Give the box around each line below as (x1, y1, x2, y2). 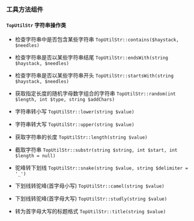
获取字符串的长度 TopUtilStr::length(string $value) (14, 133, 148, 141)
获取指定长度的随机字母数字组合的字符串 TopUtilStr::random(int (14, 90, 176, 97)
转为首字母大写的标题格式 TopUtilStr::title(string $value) (14, 208, 166, 215)
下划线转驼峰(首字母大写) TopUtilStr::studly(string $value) (14, 195, 168, 202)
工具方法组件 (6, 5, 44, 13)
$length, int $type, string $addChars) (14, 97, 115, 103)
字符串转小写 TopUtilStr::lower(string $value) (14, 108, 135, 115)
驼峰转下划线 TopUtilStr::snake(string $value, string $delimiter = (14, 164, 188, 172)
